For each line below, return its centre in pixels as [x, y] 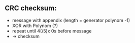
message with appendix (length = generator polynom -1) [71, 20]
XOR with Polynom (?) [35, 25]
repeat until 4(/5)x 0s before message [52, 31]
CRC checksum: [31, 8]
